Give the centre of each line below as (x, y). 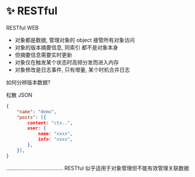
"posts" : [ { (31, 117)
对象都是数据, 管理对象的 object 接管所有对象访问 (75, 40)
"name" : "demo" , (37, 112)
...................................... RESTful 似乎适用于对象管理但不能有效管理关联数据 (98, 168)
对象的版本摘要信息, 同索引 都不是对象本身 (66, 47)
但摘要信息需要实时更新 (43, 55)
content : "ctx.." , (50, 123)
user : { (37, 128)
